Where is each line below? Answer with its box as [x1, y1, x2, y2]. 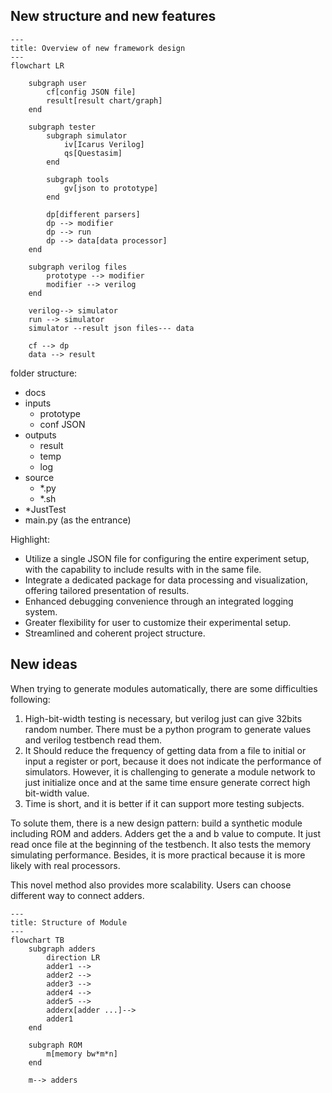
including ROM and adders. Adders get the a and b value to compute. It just [10, 827, 321, 839]
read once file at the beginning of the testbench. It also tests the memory [10, 838, 312, 850]
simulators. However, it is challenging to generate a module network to [24, 765, 316, 778]
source [24, 471, 55, 483]
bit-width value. [24, 787, 90, 799]
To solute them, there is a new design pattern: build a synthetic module [10, 817, 303, 829]
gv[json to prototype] [63, 183, 159, 193]
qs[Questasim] [63, 148, 123, 158]
